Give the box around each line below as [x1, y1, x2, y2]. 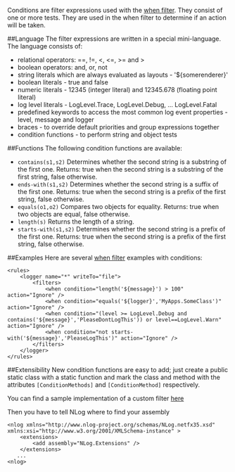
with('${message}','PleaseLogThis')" [7, 335, 118, 342]
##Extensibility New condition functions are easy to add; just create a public [7, 366, 229, 374]
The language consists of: [7, 42, 83, 50]
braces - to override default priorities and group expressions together [17, 123, 220, 131]
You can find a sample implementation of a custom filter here [7, 394, 184, 402]
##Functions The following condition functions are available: [7, 144, 183, 152]
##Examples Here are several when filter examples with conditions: [7, 253, 203, 262]
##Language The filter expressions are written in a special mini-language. [7, 34, 222, 43]
